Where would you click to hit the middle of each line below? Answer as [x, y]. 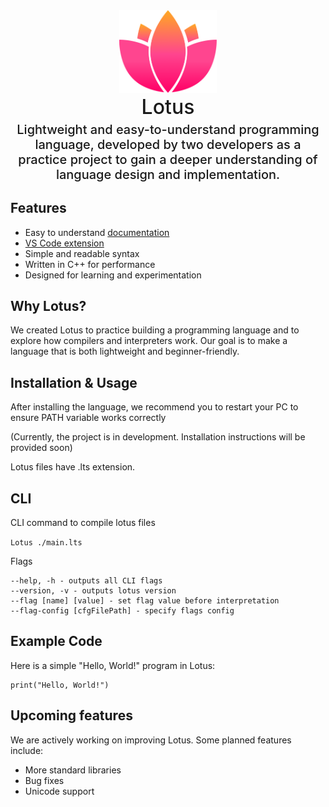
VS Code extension [64, 243]
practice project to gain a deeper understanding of [168, 159]
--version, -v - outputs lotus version [93, 591]
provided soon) [41, 448]
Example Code [56, 641]
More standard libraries [73, 770]
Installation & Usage [74, 382]
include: [27, 750]
